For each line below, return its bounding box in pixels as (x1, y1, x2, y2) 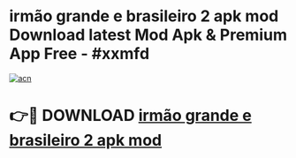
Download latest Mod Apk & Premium (9, 25, 287, 45)
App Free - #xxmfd (9, 44, 150, 64)
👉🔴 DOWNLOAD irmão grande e (9, 106, 252, 125)
